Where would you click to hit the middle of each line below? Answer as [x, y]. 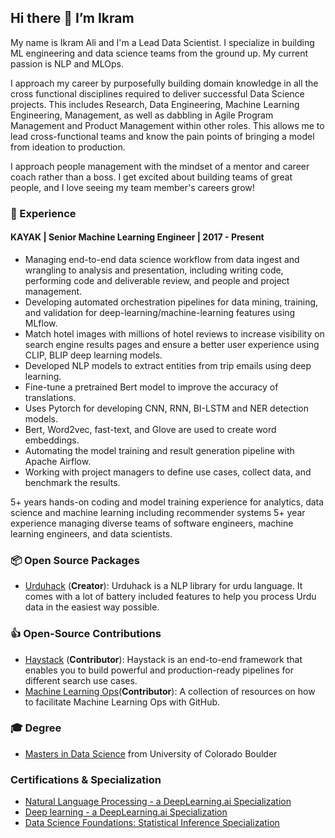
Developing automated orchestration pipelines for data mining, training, [171, 302]
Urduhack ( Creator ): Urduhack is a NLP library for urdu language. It [163, 586]
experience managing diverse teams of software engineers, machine [152, 523]
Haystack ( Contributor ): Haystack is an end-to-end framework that [163, 659]
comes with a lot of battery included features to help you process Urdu [170, 597]
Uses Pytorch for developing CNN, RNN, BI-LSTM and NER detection [167, 408]
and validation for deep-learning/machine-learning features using [160, 312]
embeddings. [52, 440]
